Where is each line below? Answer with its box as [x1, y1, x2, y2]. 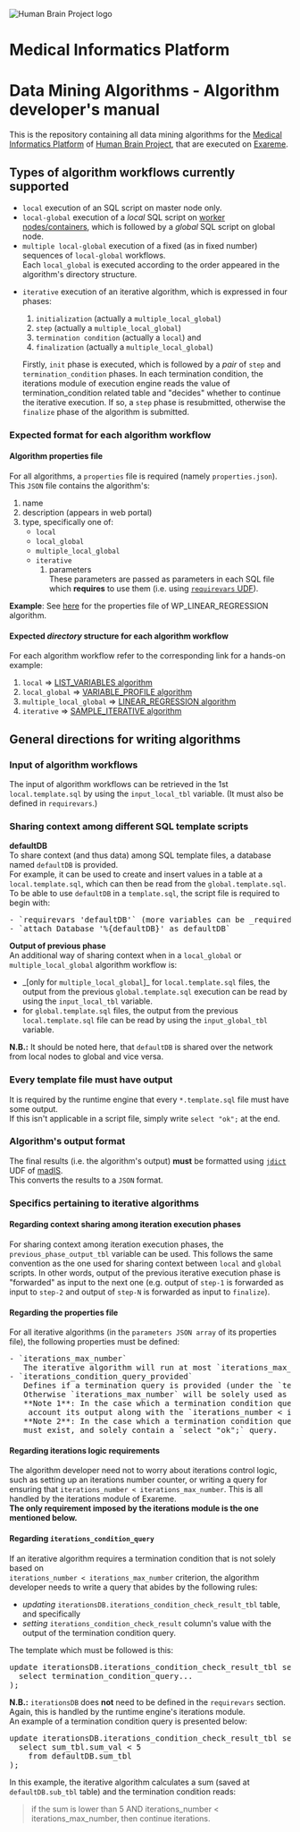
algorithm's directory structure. [21, 268, 137, 279]
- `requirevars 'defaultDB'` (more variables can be [9, 915, 246, 925]
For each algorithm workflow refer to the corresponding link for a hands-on [9, 650, 286, 661]
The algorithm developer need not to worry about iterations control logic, [9, 1465, 278, 1476]
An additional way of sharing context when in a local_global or [9, 950, 243, 961]
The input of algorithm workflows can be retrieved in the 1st [9, 778, 229, 789]
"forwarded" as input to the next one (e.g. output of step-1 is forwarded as [9, 1276, 284, 1287]
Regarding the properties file [9, 1307, 119, 1318]
